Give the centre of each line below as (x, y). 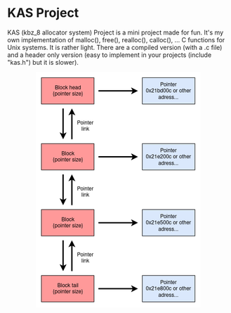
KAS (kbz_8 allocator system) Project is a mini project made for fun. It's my (115, 32)
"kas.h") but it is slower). (43, 62)
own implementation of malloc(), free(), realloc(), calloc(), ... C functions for (116, 39)
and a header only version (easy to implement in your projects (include (110, 55)
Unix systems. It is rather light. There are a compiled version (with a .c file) (115, 47)
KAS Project (43, 13)
